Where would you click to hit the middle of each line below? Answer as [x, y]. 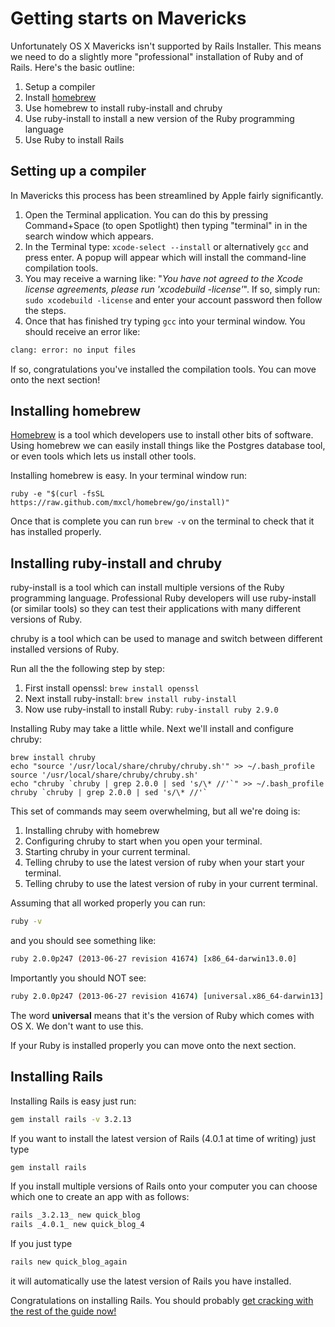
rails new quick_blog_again [69, 1262]
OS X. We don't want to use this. [77, 1026]
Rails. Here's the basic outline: [72, 67]
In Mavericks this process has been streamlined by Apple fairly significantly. [167, 195]
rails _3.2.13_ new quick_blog [75, 1215]
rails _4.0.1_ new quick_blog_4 [77, 1225]
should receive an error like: [82, 331]
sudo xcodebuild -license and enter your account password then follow [173, 299]
